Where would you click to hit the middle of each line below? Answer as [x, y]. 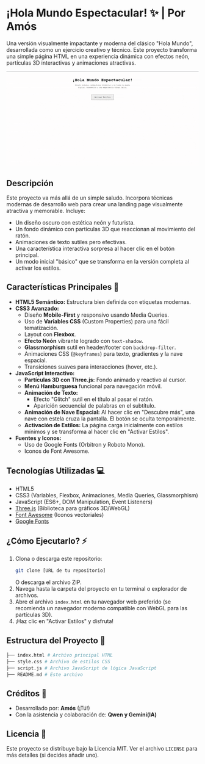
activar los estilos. [38, 268]
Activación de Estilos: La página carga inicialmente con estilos [103, 425]
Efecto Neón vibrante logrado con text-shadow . [84, 341]
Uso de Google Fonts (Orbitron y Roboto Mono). [85, 444]
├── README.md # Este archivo [45, 674]
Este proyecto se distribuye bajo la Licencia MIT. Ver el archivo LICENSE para [102, 749]
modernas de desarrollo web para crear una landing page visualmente [95, 204]
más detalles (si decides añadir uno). [53, 755]
